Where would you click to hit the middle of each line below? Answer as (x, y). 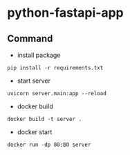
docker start (35, 132)
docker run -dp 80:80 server (49, 145)
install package (39, 55)
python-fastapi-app (66, 13)
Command (30, 39)
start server (34, 81)
